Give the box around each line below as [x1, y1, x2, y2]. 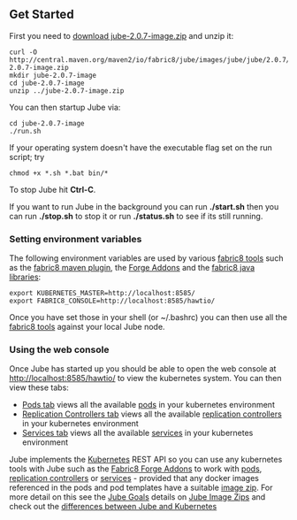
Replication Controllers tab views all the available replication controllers [21, 409, 283, 419]
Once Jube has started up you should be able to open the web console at [9, 363, 277, 374]
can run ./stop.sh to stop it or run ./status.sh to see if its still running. [9, 210, 263, 221]
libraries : [9, 271, 42, 282]
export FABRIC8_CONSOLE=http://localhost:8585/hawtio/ [9, 296, 216, 306]
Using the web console [9, 344, 110, 356]
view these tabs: [9, 382, 69, 393]
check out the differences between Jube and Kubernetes [9, 501, 217, 512]
